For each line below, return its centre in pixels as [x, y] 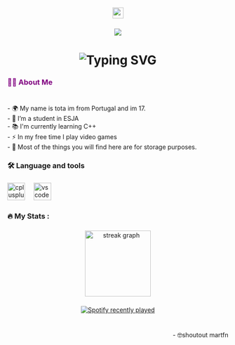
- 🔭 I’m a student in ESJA [43, 118]
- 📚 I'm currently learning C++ [52, 126]
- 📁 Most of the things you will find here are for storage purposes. [102, 147]
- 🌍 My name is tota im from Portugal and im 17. [76, 108]
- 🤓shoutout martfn [201, 335]
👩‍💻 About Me [30, 82]
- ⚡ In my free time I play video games [62, 136]
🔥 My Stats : [28, 216]
